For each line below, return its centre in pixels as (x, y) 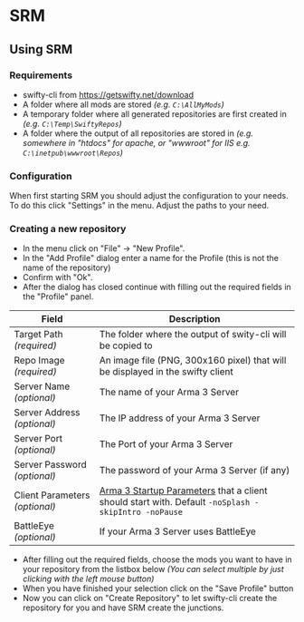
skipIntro (120, 512)
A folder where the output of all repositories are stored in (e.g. (138, 133)
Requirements (41, 75)
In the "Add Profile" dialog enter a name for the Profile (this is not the (150, 258)
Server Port (38, 439)
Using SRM (41, 49)
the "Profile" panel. (58, 296)
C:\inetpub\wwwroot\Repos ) (73, 152)
